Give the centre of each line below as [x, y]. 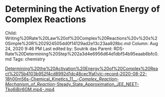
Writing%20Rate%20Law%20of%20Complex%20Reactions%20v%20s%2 [81, 38]
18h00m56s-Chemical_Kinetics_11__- [42, 79]
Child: [11, 33]
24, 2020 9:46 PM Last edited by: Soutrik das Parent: [59, 48]
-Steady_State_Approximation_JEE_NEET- [97, 84]
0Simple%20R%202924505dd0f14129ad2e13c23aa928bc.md [68, 43]
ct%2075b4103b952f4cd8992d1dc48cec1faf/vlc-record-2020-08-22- [76, 73]
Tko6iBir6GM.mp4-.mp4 [30, 89]
